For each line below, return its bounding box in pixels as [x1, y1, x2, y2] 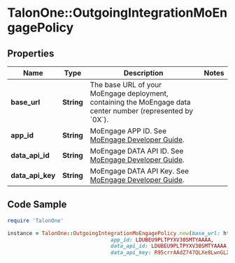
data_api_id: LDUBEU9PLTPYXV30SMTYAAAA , [111, 243, 230, 250]
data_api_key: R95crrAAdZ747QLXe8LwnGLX [111, 249, 230, 256]
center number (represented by [90, 106, 194, 116]
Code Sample [7, 199, 67, 211]
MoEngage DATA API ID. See [90, 146, 184, 156]
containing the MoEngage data [90, 98, 191, 107]
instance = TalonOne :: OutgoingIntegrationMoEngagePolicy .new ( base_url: [7, 230, 220, 236]
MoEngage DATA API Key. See [90, 166, 190, 176]
